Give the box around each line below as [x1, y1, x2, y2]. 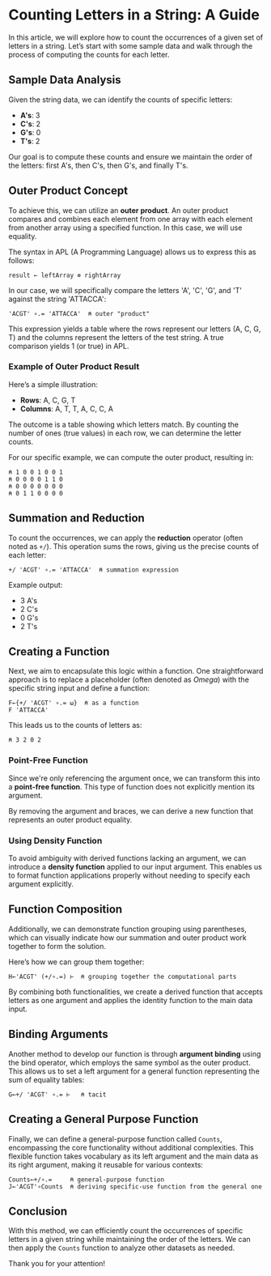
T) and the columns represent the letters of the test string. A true [8, 332, 224, 342]
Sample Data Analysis [8, 73, 121, 87]
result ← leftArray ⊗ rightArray [8, 271, 121, 279]
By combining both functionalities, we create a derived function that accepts [8, 986, 263, 997]
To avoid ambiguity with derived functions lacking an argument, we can [8, 853, 247, 863]
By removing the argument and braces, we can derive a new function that [8, 806, 254, 815]
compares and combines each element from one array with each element [8, 214, 253, 223]
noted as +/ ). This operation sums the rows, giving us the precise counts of [8, 541, 260, 551]
